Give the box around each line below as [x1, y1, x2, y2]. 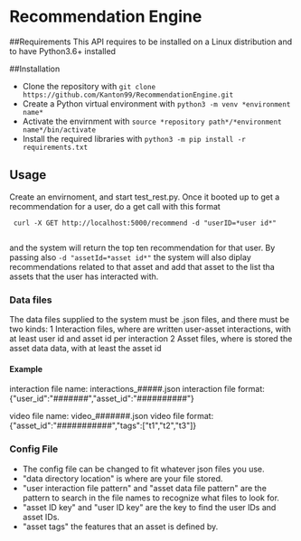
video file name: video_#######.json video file [9, 411, 185, 422]
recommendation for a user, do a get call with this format [9, 201, 221, 211]
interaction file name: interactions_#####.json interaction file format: [9, 384, 265, 395]
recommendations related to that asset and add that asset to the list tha [9, 261, 276, 272]
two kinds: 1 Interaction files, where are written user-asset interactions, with [9, 323, 292, 335]
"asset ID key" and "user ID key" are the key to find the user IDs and [22, 501, 277, 512]
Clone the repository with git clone [22, 80, 156, 91]
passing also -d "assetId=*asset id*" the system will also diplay [9, 251, 251, 263]
